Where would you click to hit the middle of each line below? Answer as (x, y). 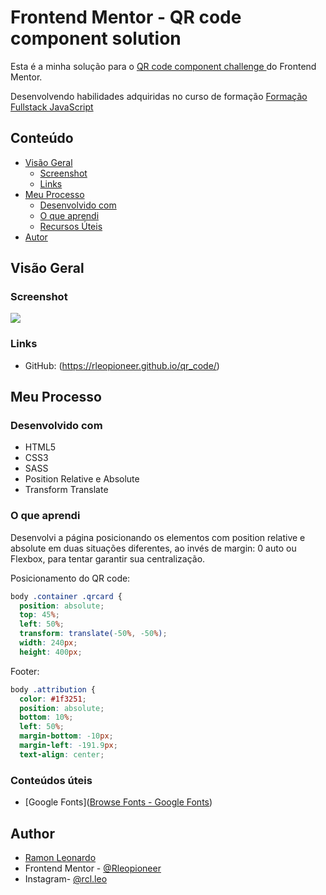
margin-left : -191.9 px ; (68, 746)
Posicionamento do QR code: (70, 578)
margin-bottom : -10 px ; (66, 736)
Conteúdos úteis (51, 780)
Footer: (25, 671)
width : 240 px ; (48, 643)
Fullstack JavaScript (52, 107)
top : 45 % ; (39, 615)
